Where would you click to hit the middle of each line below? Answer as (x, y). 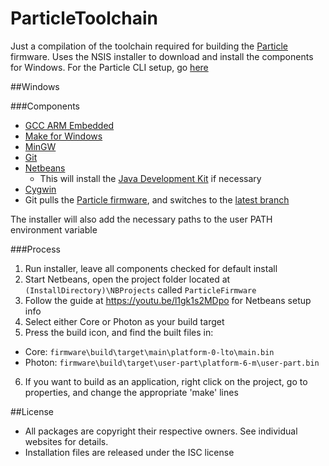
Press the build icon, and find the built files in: (119, 332)
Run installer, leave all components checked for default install (151, 268)
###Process (35, 249)
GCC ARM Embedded (69, 125)
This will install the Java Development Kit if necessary (150, 178)
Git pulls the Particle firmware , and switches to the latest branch (157, 199)
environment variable (54, 229)
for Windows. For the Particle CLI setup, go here (109, 67)
